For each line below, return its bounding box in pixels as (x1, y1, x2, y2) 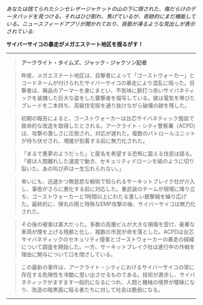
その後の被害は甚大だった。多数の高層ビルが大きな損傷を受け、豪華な (20, 221, 196, 227)
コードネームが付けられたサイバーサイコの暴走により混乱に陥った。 (20, 79, 190, 86)
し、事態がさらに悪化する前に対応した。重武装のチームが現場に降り (20, 185, 190, 193)
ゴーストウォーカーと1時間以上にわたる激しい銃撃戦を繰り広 (31, 193, 182, 200)
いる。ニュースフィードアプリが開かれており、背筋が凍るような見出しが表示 (6, 20, 196, 27)
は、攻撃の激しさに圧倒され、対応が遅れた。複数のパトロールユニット (20, 130, 196, 137)
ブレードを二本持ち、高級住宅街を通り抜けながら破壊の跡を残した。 (20, 102, 190, 109)
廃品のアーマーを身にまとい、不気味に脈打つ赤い (42, 87, 164, 94)
